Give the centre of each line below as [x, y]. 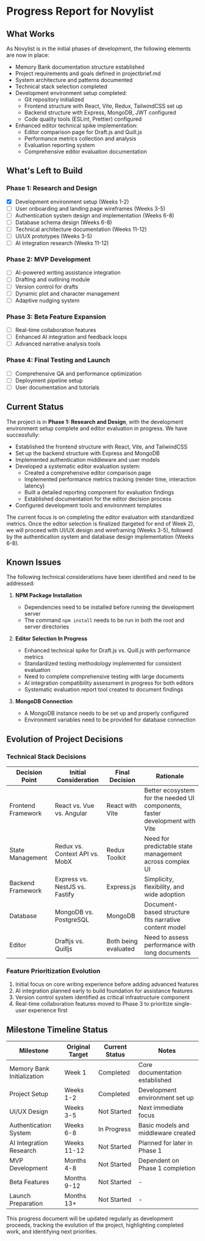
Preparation [26, 1204]
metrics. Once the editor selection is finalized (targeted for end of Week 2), [101, 523]
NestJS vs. [70, 887]
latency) [34, 486]
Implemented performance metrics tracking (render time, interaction [110, 479]
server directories [46, 627]
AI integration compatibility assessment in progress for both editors [109, 683]
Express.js [121, 887]
